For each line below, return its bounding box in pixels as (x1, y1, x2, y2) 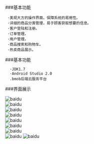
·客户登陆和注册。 (7, 26, 40, 31)
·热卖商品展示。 (7, 47, 36, 52)
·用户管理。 (7, 37, 28, 42)
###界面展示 (5, 86, 31, 92)
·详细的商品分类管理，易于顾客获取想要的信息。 (7, 21, 91, 26)
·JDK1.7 (9, 67, 26, 72)
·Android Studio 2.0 (9, 71, 52, 76)
